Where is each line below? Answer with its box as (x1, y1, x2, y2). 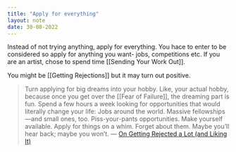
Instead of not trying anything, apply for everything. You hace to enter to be (7, 43, 227, 51)
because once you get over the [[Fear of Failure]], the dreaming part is (24, 92, 230, 101)
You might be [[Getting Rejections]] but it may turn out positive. (7, 71, 191, 80)
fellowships (192, 107, 225, 116)
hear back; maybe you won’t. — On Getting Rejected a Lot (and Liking (24, 129, 228, 138)
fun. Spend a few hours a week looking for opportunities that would (24, 100, 221, 108)
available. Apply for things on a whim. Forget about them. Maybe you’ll (24, 122, 230, 131)
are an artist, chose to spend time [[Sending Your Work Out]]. (7, 58, 185, 66)
